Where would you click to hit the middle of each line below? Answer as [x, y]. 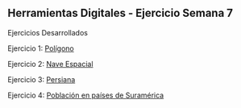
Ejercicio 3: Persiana [42, 79]
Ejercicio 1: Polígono [41, 48]
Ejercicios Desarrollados [48, 32]
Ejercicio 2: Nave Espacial [50, 64]
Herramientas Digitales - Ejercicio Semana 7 [120, 13]
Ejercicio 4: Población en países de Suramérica [86, 95]
